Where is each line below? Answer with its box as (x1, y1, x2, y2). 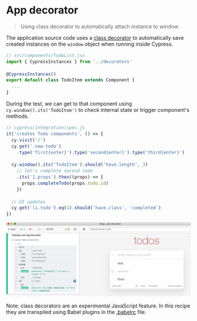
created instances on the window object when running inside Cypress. (6, 40, 174, 47)
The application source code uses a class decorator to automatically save (6, 34, 184, 41)
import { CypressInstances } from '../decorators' (6, 59, 133, 64)
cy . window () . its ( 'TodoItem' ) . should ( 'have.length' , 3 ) (11, 162, 148, 168)
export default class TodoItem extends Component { (6, 77, 135, 83)
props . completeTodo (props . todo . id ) (21, 180, 109, 186)
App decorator (6, 4, 79, 17)
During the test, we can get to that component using (6, 100, 133, 107)
